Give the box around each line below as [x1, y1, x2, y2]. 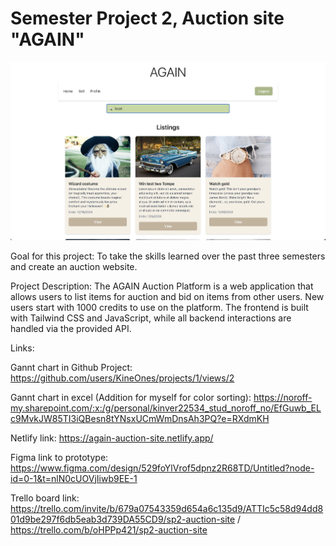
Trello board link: [10, 492, 80, 504]
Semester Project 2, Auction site [10, 7, 285, 30]
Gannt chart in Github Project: [10, 361, 133, 373]
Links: [10, 342, 35, 354]
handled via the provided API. [10, 322, 132, 334]
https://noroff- [253, 391, 313, 403]
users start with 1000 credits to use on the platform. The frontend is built [10, 301, 309, 313]
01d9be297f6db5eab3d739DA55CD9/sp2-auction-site [10, 513, 236, 525]
